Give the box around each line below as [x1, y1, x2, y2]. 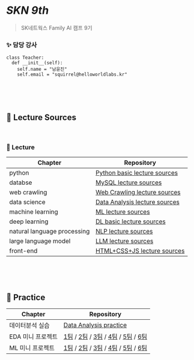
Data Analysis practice [63, 321, 127, 329]
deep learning [9, 217, 49, 226]
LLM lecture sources [95, 237, 154, 245]
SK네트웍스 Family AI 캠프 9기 [20, 24, 92, 31]
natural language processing [9, 227, 90, 236]
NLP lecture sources [95, 227, 153, 236]
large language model [9, 237, 71, 245]
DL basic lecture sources [95, 217, 166, 226]
